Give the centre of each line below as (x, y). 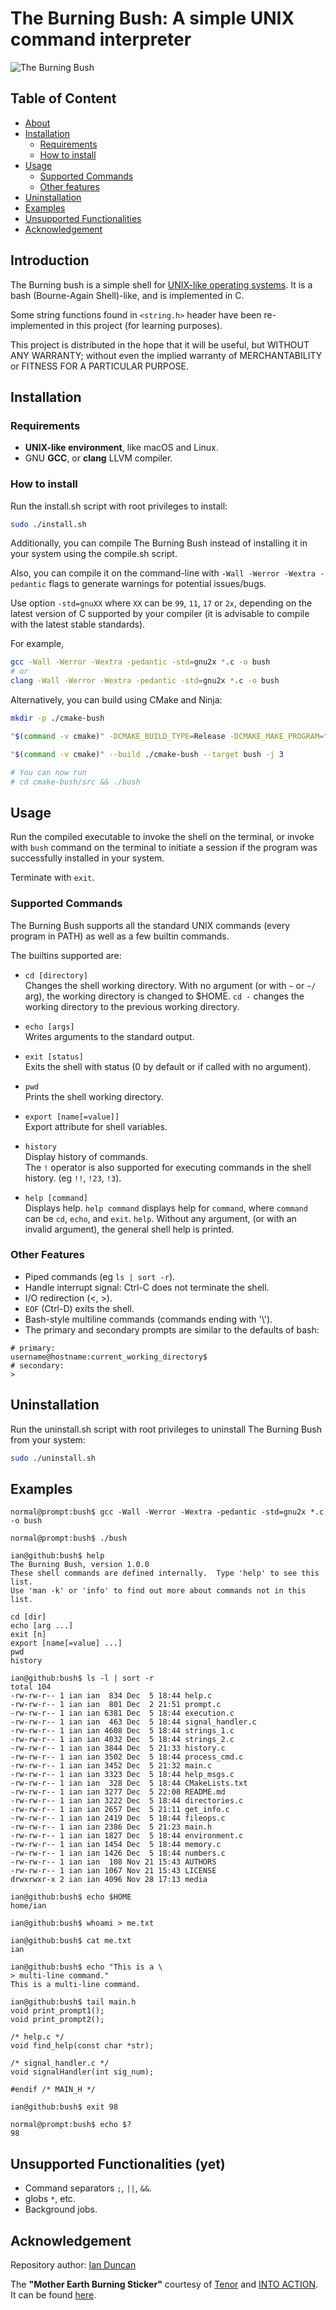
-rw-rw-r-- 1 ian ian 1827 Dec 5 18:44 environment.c (127, 1836)
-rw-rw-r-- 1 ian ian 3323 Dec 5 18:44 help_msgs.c (122, 1775)
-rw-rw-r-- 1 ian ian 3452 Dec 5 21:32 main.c (111, 1766)
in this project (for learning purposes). (144, 325)
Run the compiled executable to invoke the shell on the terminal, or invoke (162, 837)
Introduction (50, 260)
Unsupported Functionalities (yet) (118, 2163)
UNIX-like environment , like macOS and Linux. (121, 448)
